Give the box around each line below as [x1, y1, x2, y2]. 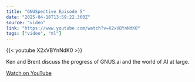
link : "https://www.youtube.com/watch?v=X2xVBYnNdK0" [6, 25, 141, 31]
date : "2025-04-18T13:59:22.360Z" [6, 14, 91, 20]
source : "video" [6, 19, 46, 25]
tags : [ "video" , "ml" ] [6, 31, 62, 37]
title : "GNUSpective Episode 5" [6, 8, 85, 15]
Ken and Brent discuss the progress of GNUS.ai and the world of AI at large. [6, 58, 190, 65]
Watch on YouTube [6, 70, 52, 77]
